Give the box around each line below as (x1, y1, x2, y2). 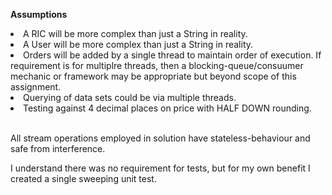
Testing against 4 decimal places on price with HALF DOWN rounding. (23, 102, 312, 114)
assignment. (10, 81, 62, 93)
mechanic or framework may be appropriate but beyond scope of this (10, 70, 297, 82)
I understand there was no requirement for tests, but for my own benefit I (10, 162, 311, 174)
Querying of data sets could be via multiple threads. (23, 92, 237, 103)
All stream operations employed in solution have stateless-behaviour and (10, 132, 311, 144)
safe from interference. (10, 143, 106, 154)
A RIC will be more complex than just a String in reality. (23, 28, 248, 39)
